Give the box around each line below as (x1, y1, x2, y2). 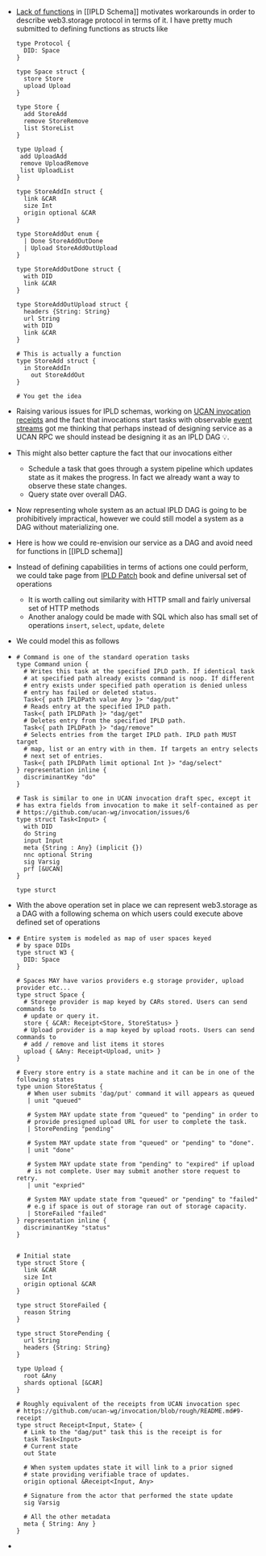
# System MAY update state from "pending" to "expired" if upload (27, 1160, 256, 1168)
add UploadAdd (19, 152, 68, 160)
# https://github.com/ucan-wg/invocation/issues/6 (15, 809, 190, 817)
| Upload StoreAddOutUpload (23, 244, 118, 252)
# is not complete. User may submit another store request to (27, 1167, 240, 1175)
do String (23, 830, 56, 838)
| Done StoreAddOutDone (23, 237, 103, 245)
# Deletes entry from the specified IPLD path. (23, 717, 187, 725)
